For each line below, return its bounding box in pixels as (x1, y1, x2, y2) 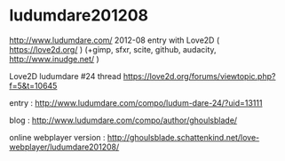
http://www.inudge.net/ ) (9, 53, 99, 64)
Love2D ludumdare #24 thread (9, 70, 122, 81)
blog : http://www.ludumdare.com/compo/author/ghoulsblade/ (9, 115, 238, 125)
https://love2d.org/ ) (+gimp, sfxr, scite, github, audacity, (9, 44, 217, 54)
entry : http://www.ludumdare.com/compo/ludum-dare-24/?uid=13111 (9, 97, 263, 108)
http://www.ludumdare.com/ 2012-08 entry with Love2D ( (9, 35, 220, 45)
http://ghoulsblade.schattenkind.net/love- (107, 132, 260, 142)
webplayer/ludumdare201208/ (9, 141, 120, 152)
